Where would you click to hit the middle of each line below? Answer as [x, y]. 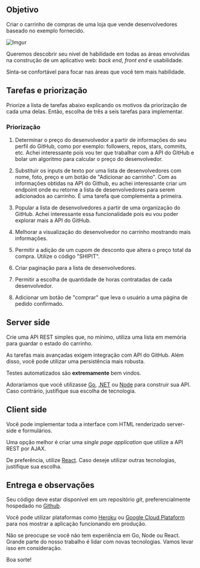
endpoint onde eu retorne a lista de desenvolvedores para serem [95, 189]
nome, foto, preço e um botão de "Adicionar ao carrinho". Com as [96, 177]
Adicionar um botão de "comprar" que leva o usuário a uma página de [101, 297]
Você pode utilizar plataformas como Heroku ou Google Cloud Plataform [96, 518]
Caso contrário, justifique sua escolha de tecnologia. [71, 391]
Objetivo [22, 10]
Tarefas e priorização [47, 91]
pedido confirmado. [39, 303]
